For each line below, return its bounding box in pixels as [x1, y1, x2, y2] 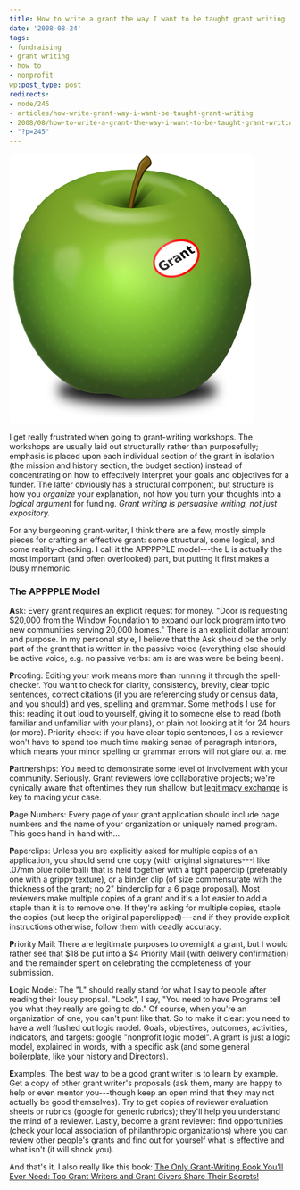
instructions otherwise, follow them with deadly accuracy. [9, 921, 221, 933]
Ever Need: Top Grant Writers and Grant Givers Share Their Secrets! [9, 1171, 260, 1182]
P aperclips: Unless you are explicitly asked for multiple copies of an [9, 845, 258, 857]
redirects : [9, 89, 50, 98]
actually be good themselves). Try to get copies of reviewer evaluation [9, 1097, 269, 1108]
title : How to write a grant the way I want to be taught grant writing [9, 14, 286, 23]
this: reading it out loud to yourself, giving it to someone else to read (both [9, 708, 281, 719]
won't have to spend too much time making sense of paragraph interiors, [9, 737, 278, 748]
